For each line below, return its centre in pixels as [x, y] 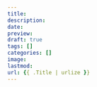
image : [17, 60]
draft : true [25, 40]
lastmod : [20, 66]
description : [27, 20]
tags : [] [20, 46]
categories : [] [30, 53]
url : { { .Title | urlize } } [49, 72]
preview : [20, 33]
